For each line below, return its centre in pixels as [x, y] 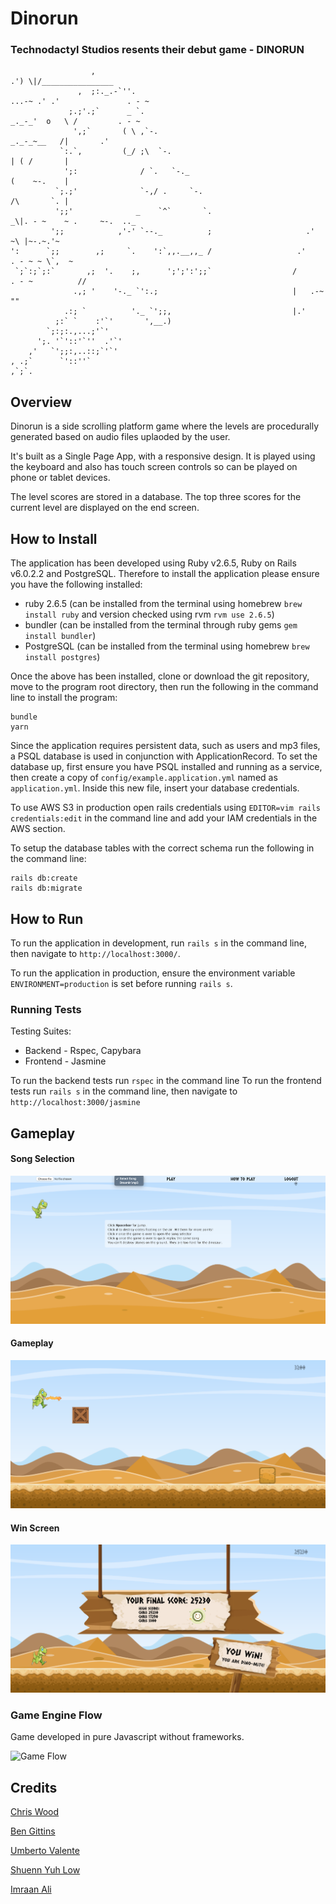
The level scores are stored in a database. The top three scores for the [156, 497]
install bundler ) [60, 636]
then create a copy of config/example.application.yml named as [144, 778]
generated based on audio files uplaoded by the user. [120, 437]
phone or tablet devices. [60, 478]
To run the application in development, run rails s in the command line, [158, 943]
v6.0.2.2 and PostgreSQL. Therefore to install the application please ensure [165, 574]
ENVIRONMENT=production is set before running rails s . [121, 983]
